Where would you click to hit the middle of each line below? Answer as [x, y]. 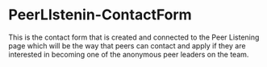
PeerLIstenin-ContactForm [100, 15]
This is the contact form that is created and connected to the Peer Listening [134, 37]
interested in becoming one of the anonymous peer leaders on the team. [129, 54]
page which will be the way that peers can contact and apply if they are [127, 45]
